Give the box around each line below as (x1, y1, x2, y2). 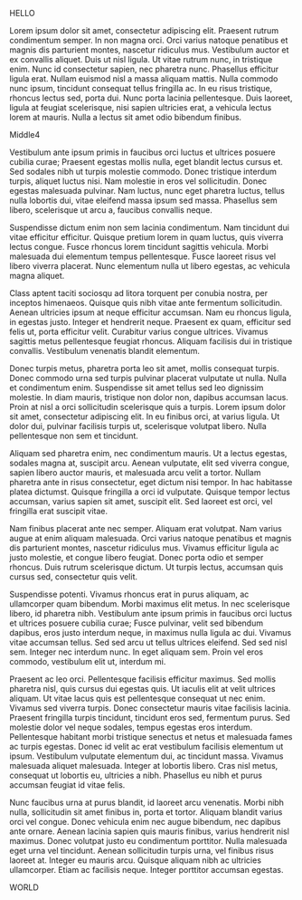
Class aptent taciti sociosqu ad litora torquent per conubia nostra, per (9, 288, 269, 298)
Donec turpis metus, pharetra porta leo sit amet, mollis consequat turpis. (9, 363, 279, 374)
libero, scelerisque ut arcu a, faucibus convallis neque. (9, 205, 212, 215)
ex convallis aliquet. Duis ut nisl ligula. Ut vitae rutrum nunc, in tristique (9, 54, 273, 64)
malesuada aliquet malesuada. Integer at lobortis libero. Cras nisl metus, (9, 761, 278, 771)
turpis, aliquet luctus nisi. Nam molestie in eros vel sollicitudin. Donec (9, 176, 268, 187)
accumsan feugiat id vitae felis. (9, 780, 126, 790)
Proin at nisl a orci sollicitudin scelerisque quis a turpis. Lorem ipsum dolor (9, 402, 287, 412)
